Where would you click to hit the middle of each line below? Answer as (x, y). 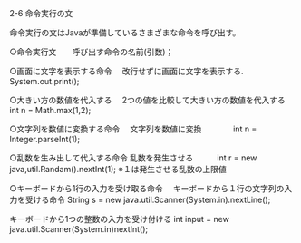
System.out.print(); (44, 81)
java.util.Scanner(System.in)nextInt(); (79, 229)
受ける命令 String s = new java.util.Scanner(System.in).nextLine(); (148, 199)
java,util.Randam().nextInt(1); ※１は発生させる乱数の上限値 (118, 169)
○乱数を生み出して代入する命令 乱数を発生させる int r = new (133, 158)
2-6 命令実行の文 (41, 13)
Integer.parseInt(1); (44, 139)
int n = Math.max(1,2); (50, 110)
